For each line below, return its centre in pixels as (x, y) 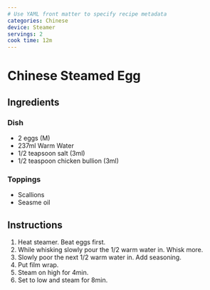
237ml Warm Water (46, 146)
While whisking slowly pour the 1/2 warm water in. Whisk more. (110, 250)
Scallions (31, 195)
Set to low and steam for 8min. (63, 280)
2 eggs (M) (34, 138)
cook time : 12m (30, 41)
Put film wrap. (38, 265)
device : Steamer (31, 27)
